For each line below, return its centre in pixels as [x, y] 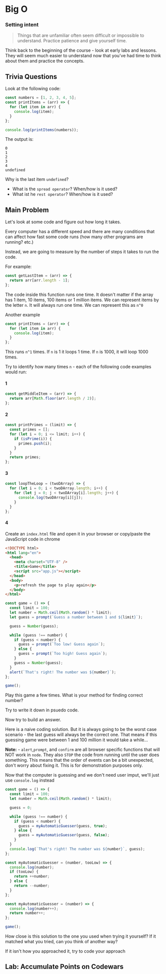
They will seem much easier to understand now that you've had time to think [83, 56]
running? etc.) [19, 242]
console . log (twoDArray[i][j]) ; [51, 497]
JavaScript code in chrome [33, 539]
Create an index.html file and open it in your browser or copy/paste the [78, 533]
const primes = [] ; [30, 430]
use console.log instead [30, 780]
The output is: [19, 139]
